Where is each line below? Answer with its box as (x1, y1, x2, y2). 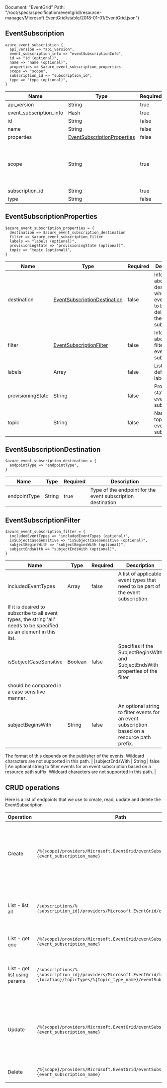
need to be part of (118, 583, 161, 590)
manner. (7, 695, 27, 702)
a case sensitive (7, 688, 46, 695)
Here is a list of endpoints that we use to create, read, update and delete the (5, 797, 161, 803)
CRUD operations (5, 783, 60, 792)
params (7, 978, 26, 985)
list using (7, 971, 29, 978)
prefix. (118, 740, 133, 747)
